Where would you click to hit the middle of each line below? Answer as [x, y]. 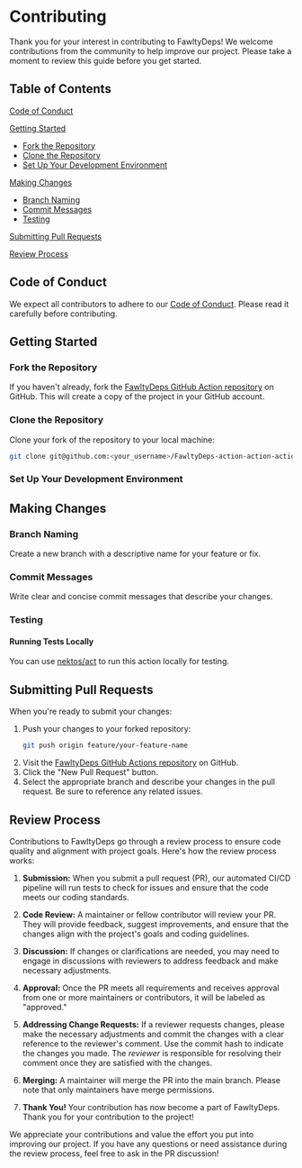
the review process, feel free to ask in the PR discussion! [114, 1153]
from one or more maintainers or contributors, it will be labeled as [143, 997]
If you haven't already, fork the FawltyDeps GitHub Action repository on [142, 387]
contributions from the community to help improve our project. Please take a [151, 50]
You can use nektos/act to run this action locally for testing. [120, 662]
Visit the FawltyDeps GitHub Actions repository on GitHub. [130, 762]
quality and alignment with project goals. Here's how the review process [143, 851]
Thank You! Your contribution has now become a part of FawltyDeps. [151, 1107]
